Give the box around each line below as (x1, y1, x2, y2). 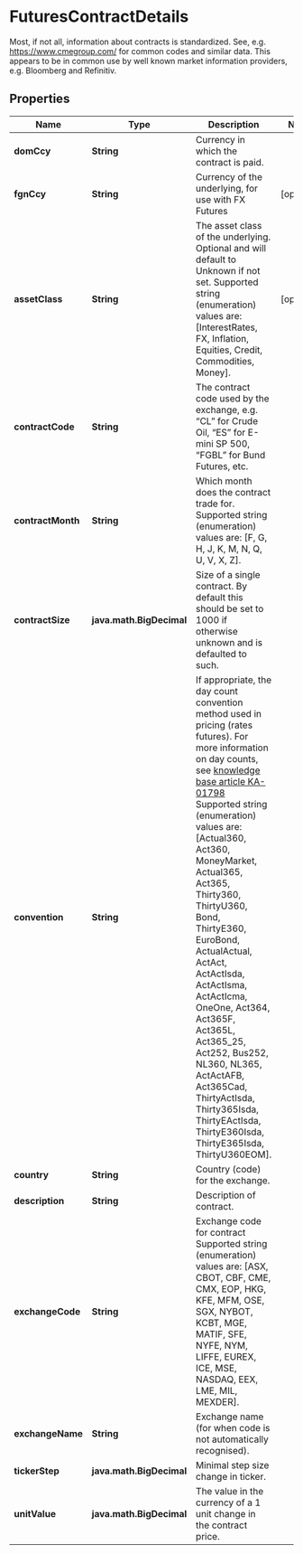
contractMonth (14, 513, 80, 526)
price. (195, 1530, 221, 1542)
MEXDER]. (195, 1395, 240, 1408)
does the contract (195, 485, 271, 498)
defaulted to (195, 647, 248, 660)
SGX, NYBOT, (195, 1304, 253, 1317)
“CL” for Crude (195, 414, 259, 427)
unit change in (195, 1507, 256, 1520)
